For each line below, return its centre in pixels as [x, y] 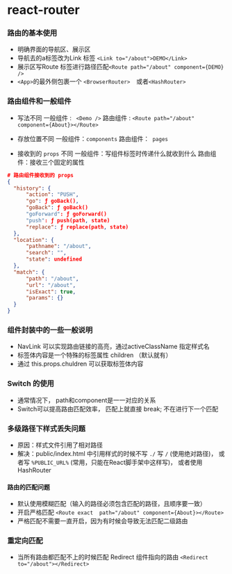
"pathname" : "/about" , [58, 246]
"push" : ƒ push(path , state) [68, 220]
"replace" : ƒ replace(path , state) [77, 227]
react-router [43, 10]
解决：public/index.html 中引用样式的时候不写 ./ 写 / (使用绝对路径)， [117, 453]
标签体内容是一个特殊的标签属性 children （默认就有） [94, 355]
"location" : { [34, 240]
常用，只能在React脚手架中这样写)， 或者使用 [138, 462]
